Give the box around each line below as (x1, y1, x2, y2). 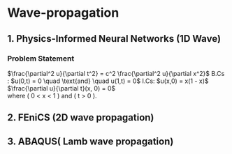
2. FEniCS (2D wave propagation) (7, 111, 154, 123)
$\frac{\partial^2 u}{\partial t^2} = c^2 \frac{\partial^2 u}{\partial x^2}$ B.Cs (7, 69, 225, 77)
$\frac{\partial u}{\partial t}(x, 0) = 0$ (7, 84, 116, 92)
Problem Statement (7, 54, 75, 63)
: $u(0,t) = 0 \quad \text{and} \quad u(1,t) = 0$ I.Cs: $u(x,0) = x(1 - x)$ (7, 77, 209, 85)
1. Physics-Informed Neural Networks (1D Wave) (7, 33, 222, 45)
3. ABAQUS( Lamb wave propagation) (7, 135, 174, 147)
